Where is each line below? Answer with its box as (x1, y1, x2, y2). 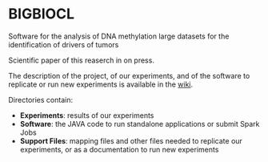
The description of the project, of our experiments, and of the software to (8, 71, 250, 80)
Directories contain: (8, 95, 74, 104)
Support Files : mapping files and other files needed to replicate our (19, 136, 242, 145)
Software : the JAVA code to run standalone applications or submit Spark (19, 119, 260, 128)
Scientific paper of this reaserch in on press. (8, 55, 154, 65)
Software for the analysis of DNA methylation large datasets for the (8, 31, 230, 41)
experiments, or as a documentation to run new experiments (19, 144, 219, 154)
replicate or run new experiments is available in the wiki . (8, 79, 194, 89)
